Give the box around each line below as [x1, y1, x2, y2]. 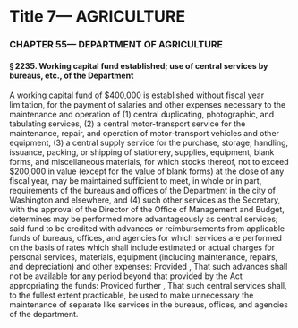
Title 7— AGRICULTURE [9, 6, 186, 27]
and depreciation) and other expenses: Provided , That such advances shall [9, 262, 288, 272]
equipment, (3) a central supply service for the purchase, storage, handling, [9, 137, 289, 149]
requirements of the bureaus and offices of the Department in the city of [9, 186, 276, 196]
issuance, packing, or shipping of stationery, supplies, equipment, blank [9, 147, 275, 158]
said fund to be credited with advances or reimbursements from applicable [9, 223, 285, 234]
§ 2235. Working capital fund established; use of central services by [9, 60, 268, 71]
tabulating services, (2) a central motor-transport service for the [9, 118, 246, 129]
